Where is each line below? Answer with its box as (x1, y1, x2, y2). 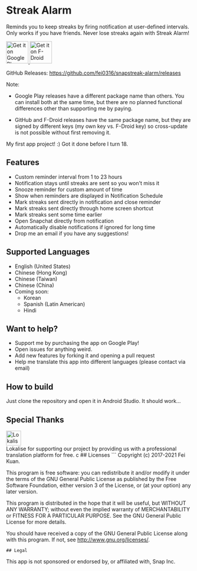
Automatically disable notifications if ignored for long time (14, 223, 155, 231)
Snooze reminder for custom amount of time (14, 186, 123, 193)
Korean (23, 294, 41, 301)
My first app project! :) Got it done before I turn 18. (6, 140, 129, 147)
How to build (6, 382, 54, 392)
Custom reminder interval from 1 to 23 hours (14, 173, 123, 180)
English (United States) (14, 263, 71, 270)
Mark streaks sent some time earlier (14, 211, 103, 218)
